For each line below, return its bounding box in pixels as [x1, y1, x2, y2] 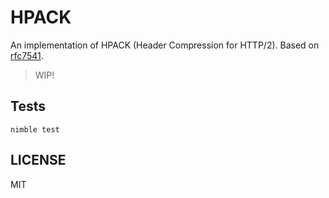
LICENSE [10, 152, 67, 169]
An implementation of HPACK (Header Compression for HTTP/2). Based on [10, 39, 320, 51]
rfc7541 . [10, 49, 44, 61]
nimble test [10, 124, 60, 135]
